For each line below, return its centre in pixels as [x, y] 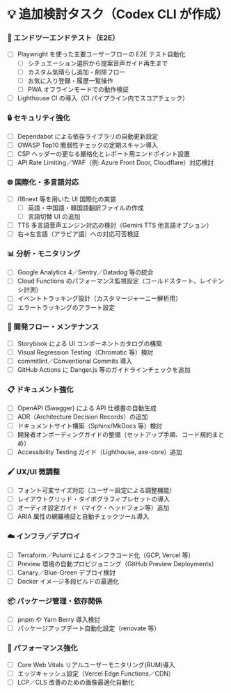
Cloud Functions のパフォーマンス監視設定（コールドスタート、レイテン [121, 281]
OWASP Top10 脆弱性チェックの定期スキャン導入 [87, 145]
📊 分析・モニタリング [44, 254]
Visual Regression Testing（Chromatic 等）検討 [85, 352]
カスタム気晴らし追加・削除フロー [77, 72]
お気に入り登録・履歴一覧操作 [70, 80]
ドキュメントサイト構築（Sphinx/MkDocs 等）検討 [90, 426]
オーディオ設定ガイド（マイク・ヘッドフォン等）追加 [93, 508]
